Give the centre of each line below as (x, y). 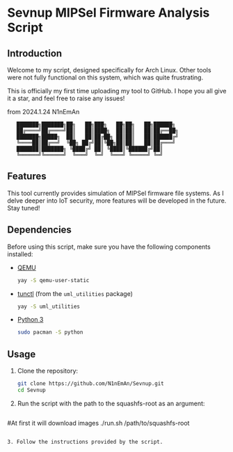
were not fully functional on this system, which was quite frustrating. (105, 77)
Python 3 (30, 320)
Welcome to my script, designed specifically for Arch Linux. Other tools (109, 70)
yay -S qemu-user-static (53, 280)
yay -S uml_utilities (49, 306)
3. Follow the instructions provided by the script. (85, 442)
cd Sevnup (32, 390)
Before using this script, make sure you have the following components (109, 247)
